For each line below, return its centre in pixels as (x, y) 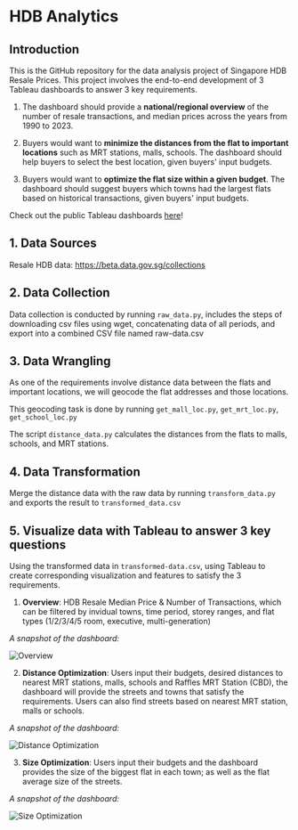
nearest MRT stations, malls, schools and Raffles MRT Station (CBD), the (155, 682)
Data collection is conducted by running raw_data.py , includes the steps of (146, 314)
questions (38, 545)
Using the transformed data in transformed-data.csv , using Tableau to (137, 566)
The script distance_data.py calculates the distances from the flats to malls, (148, 435)
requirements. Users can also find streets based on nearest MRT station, (155, 702)
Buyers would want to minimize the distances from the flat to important (155, 143)
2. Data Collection (60, 293)
